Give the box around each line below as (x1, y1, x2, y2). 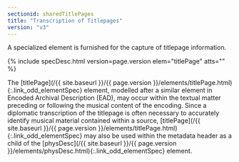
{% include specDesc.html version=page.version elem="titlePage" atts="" (7, 57, 225, 66)
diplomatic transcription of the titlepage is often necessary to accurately (7, 108, 220, 118)
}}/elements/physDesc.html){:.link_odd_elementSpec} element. (7, 147, 193, 156)
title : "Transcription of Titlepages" (7, 17, 123, 24)
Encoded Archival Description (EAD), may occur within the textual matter (7, 93, 221, 102)
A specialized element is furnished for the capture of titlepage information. (7, 44, 227, 52)
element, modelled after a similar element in (83, 86, 213, 95)
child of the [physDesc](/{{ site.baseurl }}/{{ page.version (7, 139, 177, 148)
